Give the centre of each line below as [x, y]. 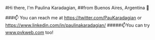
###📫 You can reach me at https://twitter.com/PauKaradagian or [74, 18]
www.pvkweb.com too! [29, 32]
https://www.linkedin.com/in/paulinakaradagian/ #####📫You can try [77, 25]
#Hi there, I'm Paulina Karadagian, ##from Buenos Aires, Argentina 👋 [77, 8]
